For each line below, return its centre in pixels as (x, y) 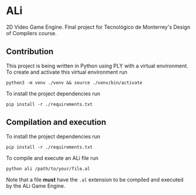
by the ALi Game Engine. (36, 186)
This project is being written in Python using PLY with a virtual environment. (97, 66)
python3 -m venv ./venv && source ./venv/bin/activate (74, 83)
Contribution (30, 52)
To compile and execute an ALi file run (52, 158)
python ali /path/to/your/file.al (48, 169)
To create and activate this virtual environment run (67, 72)
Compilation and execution (56, 122)
